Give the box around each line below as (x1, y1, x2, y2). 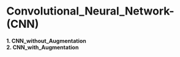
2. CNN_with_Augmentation (6, 44, 79, 51)
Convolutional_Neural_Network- (6, 4, 174, 18)
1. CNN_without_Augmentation (6, 37, 87, 44)
